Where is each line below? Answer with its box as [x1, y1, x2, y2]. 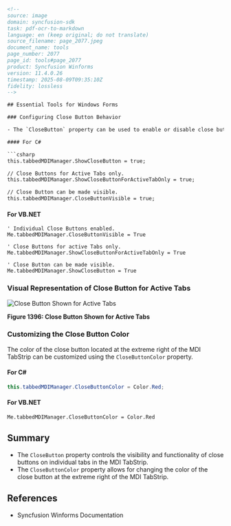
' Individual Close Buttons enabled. [7, 225, 115, 233]
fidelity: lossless [7, 83, 63, 90]
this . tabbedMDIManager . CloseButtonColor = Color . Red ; [7, 383, 165, 390]
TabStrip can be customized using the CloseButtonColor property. [7, 353, 194, 361]
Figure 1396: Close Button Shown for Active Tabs [7, 313, 150, 321]
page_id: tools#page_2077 [7, 57, 81, 64]
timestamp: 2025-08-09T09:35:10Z [7, 76, 103, 83]
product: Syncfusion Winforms [7, 63, 94, 70]
